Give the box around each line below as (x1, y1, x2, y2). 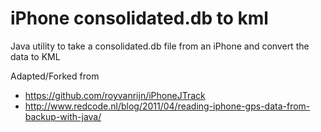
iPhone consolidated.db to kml (10, 7, 269, 30)
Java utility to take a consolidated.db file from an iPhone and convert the (10, 40, 310, 52)
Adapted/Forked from (10, 70, 100, 82)
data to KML (10, 50, 61, 62)
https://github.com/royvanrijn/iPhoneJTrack (24, 89, 206, 101)
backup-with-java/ (24, 110, 102, 122)
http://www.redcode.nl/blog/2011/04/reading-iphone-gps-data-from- (24, 100, 311, 112)
